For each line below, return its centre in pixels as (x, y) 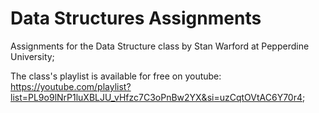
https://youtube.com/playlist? (71, 86)
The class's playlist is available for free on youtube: (116, 76)
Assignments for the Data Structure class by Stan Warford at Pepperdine (160, 46)
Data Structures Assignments (136, 18)
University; (32, 56)
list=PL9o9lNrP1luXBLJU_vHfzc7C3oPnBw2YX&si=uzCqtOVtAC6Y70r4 (156, 97)
